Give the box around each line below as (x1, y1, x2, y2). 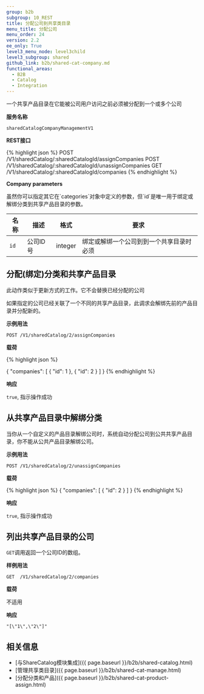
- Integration (12, 83, 47, 89)
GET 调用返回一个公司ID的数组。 (6, 549, 84, 556)
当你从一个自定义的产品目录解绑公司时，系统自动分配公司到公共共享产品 (6, 430, 187, 437)
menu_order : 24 (6, 32, 45, 38)
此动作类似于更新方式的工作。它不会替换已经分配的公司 (6, 286, 144, 293)
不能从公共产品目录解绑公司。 (22, 437, 97, 445)
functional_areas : (6, 65, 53, 72)
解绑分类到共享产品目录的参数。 (6, 201, 86, 207)
